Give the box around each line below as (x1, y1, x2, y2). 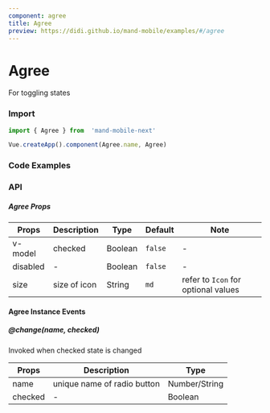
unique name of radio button (52, 378, 161, 389)
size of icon (52, 279, 97, 291)
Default (145, 225, 174, 236)
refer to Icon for (182, 275, 241, 286)
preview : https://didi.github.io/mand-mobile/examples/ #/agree (8, 27, 225, 35)
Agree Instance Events (8, 307, 86, 316)
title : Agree (8, 19, 52, 27)
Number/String (167, 378, 224, 389)
